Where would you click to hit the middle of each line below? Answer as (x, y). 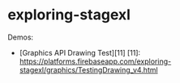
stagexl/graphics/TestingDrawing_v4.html (89, 69)
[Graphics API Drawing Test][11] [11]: (80, 52)
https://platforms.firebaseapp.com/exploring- (95, 61)
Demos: (21, 37)
